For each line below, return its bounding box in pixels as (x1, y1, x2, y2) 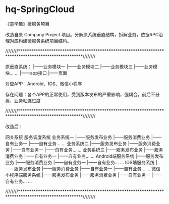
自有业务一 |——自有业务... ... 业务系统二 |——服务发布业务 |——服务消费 (5, 140, 156, 147)
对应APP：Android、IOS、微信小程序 (5, 81, 82, 87)
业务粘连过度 (14, 97, 41, 104)
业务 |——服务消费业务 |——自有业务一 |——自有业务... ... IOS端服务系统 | (5, 159, 157, 165)
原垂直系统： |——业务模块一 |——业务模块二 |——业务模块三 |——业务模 (5, 63, 158, 70)
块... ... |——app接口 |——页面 (5, 70, 68, 76)
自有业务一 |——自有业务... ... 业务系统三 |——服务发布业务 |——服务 (21, 147, 163, 153)
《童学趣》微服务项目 (5, 21, 49, 27)
